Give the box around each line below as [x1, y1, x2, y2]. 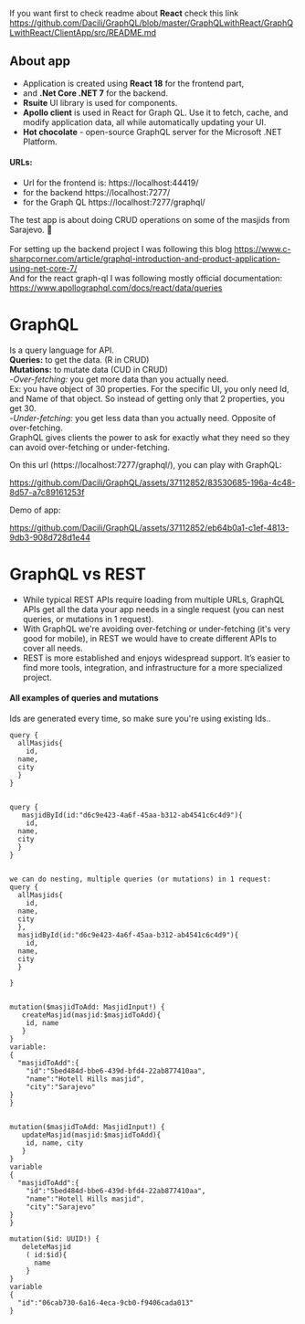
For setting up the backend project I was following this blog [9, 244, 233, 255]
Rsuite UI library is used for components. [22, 97, 178, 108]
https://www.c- [234, 244, 291, 255]
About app [9, 54, 71, 69]
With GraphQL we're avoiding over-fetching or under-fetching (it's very [22, 623, 290, 634]
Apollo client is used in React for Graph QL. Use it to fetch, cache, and [22, 107, 289, 118]
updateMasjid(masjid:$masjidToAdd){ [21, 1130, 162, 1140]
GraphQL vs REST [9, 564, 146, 585]
